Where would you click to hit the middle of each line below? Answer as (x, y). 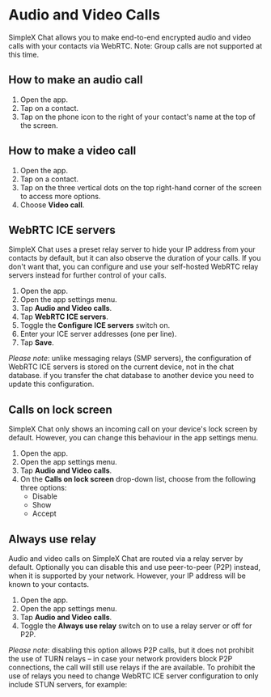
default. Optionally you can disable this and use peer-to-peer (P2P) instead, (135, 567)
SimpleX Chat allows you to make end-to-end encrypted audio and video (130, 37)
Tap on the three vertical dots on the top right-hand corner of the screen (141, 187)
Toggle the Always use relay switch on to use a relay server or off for (136, 626)
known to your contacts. (49, 584)
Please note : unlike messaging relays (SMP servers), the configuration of (130, 359)
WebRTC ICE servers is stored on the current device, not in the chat (121, 367)
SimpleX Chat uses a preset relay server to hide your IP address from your (132, 249)
